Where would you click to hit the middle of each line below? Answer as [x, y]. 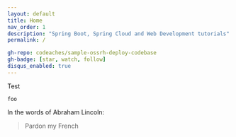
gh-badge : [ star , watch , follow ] [57, 60]
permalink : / [27, 40]
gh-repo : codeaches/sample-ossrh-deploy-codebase [82, 53]
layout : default [31, 14]
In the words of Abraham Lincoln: [56, 112]
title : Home [25, 20]
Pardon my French [52, 126]
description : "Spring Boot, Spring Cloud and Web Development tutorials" [119, 34]
